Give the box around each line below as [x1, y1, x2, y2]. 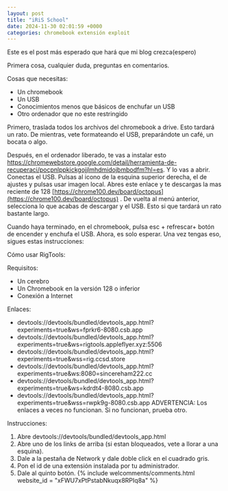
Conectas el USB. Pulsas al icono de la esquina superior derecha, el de [7, 173, 207, 181]
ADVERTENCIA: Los [151, 399, 207, 407]
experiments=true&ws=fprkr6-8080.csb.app [16, 326, 143, 334]
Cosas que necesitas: [7, 75, 68, 83]
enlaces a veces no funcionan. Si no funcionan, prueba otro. [16, 406, 188, 414]
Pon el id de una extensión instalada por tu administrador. [16, 461, 180, 470]
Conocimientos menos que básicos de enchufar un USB [16, 102, 175, 111]
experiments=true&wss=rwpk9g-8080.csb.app [16, 399, 151, 407]
